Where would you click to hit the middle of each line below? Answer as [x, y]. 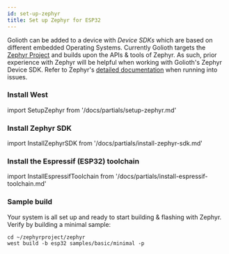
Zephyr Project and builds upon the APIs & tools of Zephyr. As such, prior [112, 55]
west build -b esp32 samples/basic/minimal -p [76, 243]
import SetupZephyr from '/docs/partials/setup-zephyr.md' [92, 110]
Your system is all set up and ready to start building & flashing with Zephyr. [114, 217]
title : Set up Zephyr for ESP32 [54, 20]
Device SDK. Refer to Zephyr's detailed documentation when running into [112, 70]
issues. [17, 77]
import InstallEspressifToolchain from [61, 176]
